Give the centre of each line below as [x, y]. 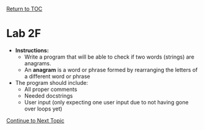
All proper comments [51, 89]
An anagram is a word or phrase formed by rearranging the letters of [111, 70]
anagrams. [38, 63]
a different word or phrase [57, 76]
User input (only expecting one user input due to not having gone [106, 102]
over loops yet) [43, 109]
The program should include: [52, 82]
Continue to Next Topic [35, 120]
